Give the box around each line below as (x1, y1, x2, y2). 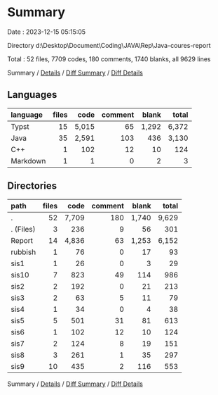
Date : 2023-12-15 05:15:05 (7, 27, 86, 36)
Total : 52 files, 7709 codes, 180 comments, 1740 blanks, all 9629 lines (7, 54, 211, 63)
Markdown (11, 156, 46, 165)
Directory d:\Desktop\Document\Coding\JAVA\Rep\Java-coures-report (7, 41, 212, 49)
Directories (7, 180, 57, 192)
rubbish (11, 247, 36, 257)
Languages (7, 89, 57, 101)
